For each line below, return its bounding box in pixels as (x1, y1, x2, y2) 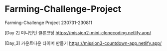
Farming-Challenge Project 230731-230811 (4, 20, 93, 25)
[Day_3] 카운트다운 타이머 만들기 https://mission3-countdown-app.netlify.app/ (4, 40, 162, 46)
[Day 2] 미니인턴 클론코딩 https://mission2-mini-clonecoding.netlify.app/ (4, 29, 152, 35)
